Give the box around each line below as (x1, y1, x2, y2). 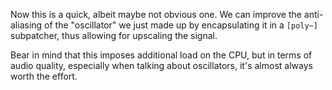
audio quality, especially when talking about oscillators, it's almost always (10, 60, 313, 71)
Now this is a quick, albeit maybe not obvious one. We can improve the (10, 9, 302, 20)
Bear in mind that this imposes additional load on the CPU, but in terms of (10, 49, 313, 61)
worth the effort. (10, 70, 78, 82)
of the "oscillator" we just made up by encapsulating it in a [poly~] (44, 19, 318, 31)
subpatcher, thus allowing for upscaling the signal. (10, 30, 218, 41)
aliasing (10, 19, 43, 31)
